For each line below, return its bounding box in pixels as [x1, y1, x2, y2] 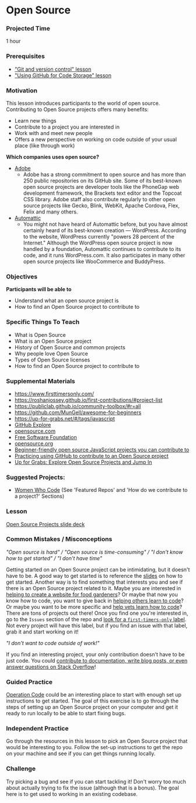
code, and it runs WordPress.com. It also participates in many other [23, 252, 185, 259]
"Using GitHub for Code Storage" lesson [14, 71, 112, 79]
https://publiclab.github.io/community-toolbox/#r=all [14, 402, 141, 409]
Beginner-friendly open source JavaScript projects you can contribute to [14, 446, 190, 453]
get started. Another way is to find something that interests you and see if [6, 578, 183, 585]
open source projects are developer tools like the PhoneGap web [23, 184, 180, 191]
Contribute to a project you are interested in [14, 123, 120, 130]
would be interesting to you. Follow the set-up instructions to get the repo [6, 744, 183, 751]
